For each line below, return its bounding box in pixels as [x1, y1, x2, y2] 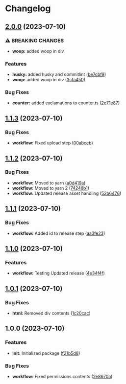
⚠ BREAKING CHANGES [5, 37, 64, 44]
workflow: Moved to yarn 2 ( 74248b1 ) [12, 185, 90, 191]
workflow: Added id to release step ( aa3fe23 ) [12, 230, 105, 236]
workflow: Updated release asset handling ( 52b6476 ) [12, 190, 122, 196]
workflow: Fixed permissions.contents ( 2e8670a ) [12, 373, 113, 379]
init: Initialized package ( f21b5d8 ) [12, 350, 80, 356]
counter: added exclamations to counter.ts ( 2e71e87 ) [12, 100, 120, 106]
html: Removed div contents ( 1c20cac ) [12, 310, 91, 316]
